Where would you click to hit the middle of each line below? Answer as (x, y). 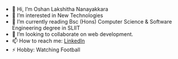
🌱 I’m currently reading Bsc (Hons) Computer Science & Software (92, 22)
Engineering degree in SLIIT (46, 28)
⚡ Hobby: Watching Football (46, 50)
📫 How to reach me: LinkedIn (48, 41)
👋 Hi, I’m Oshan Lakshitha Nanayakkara (60, 9)
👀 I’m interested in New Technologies (57, 15)
